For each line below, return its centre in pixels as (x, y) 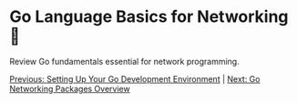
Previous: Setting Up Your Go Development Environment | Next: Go (135, 78)
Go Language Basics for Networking (149, 17)
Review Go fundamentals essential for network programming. (124, 61)
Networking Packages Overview (70, 88)
